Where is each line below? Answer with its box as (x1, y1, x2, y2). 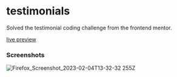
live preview (6, 35, 36, 43)
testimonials (6, 4, 70, 18)
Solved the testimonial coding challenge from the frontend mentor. (6, 24, 172, 31)
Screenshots (6, 51, 45, 59)
